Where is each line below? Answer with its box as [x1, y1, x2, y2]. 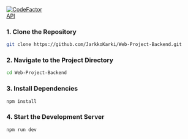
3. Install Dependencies [6, 85, 78, 93]
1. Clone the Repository [6, 28, 77, 36]
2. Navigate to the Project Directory [6, 56, 114, 64]
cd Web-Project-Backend [6, 70, 67, 76]
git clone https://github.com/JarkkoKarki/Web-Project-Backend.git [6, 42, 182, 48]
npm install [6, 98, 37, 104]
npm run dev [6, 126, 37, 133]
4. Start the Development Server [6, 113, 105, 121]
